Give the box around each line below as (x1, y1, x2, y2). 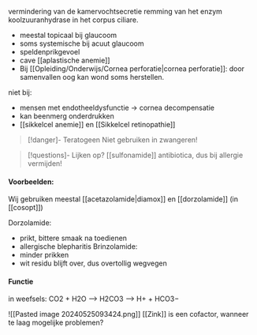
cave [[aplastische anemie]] (19, 55, 110, 65)
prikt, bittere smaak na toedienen (19, 233, 128, 243)
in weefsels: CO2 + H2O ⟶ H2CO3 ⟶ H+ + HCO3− (8, 294, 180, 303)
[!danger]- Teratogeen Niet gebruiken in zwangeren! (27, 135, 199, 145)
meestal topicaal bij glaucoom (19, 31, 117, 40)
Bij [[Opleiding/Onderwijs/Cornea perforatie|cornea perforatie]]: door (19, 64, 245, 73)
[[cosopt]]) (8, 203, 43, 213)
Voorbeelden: (8, 177, 54, 186)
